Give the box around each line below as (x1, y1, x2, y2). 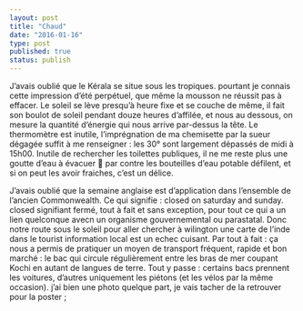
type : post (9, 38, 51, 48)
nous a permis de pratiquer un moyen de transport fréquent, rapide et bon (9, 243, 288, 254)
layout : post (9, 13, 59, 23)
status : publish (9, 55, 71, 65)
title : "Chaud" (9, 22, 67, 31)
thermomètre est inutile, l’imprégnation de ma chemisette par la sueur (9, 129, 271, 139)
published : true (9, 47, 71, 56)
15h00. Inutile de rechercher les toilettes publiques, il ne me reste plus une (9, 148, 288, 159)
